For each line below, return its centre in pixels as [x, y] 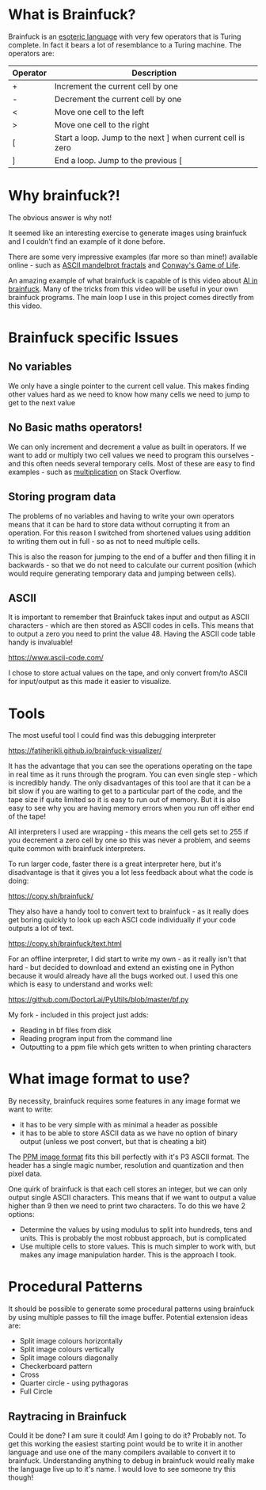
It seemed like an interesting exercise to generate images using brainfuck [127, 233]
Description [154, 73]
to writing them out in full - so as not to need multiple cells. [104, 541]
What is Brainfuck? [72, 15]
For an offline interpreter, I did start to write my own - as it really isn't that [127, 959]
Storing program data [62, 497]
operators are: [31, 53]
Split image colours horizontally [71, 1341]
